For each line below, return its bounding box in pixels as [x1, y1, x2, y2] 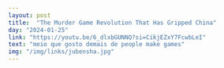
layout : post [8, 11, 51, 20]
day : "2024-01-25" [8, 26, 69, 34]
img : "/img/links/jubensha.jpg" [8, 48, 114, 55]
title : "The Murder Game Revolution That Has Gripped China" [8, 19, 217, 27]
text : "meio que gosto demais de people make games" [8, 41, 185, 48]
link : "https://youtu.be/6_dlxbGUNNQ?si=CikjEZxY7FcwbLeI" [8, 33, 207, 41]
